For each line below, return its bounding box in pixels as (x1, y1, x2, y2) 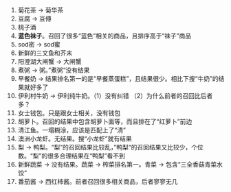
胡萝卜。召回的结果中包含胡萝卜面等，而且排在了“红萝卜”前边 (17, 117, 192, 125)
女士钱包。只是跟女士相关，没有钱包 (17, 109, 121, 117)
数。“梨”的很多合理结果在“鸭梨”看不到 (17, 152, 126, 160)
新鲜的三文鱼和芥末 (17, 49, 73, 57)
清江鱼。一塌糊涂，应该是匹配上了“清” (17, 126, 126, 134)
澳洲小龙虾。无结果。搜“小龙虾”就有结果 (17, 134, 133, 143)
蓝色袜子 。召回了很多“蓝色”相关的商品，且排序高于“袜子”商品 (17, 32, 192, 40)
